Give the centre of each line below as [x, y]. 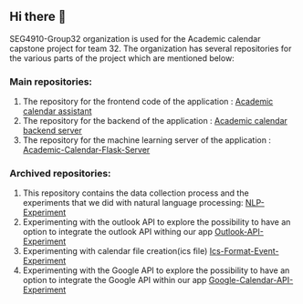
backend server [52, 131]
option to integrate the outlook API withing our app [117, 232]
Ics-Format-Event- [244, 251]
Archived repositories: [60, 174]
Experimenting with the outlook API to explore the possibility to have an [157, 222]
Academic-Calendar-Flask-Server [86, 150]
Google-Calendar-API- [251, 280]
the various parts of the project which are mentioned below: [122, 58]
